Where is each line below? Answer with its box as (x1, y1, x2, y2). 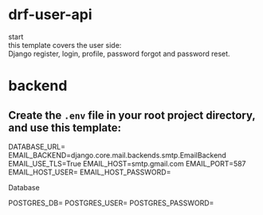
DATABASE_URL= (8, 142, 66, 151)
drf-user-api (8, 6, 93, 24)
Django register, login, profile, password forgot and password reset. (8, 49, 230, 58)
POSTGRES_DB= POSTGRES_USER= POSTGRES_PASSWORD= (8, 197, 214, 208)
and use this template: (8, 121, 122, 135)
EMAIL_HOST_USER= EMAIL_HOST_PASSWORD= (8, 167, 171, 177)
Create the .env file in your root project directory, (8, 108, 256, 122)
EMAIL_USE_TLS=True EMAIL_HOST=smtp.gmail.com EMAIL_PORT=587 (8, 158, 246, 168)
